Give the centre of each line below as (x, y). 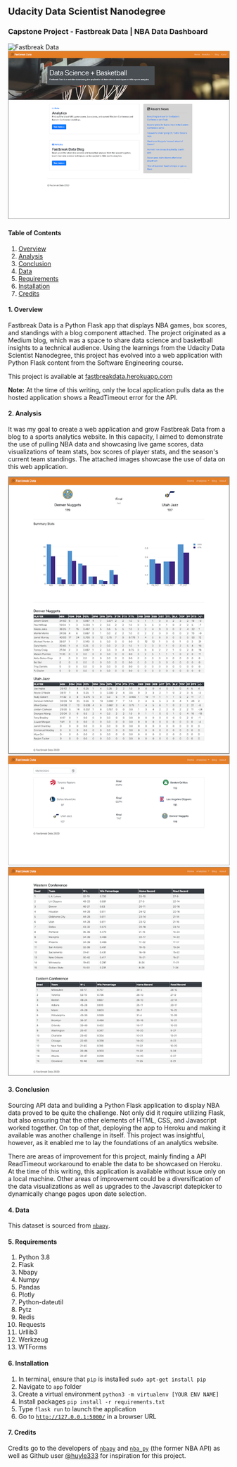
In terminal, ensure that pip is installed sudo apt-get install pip (112, 1379)
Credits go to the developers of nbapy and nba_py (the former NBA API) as (114, 1448)
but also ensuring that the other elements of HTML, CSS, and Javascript (112, 1120)
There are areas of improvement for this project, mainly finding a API (107, 1156)
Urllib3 (28, 1332)
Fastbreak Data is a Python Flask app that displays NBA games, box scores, (117, 325)
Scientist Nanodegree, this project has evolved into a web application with (115, 355)
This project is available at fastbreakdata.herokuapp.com (90, 376)
